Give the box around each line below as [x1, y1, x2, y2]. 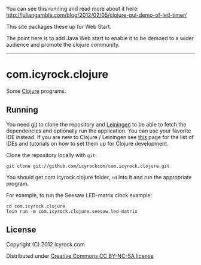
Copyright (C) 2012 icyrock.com [6, 240, 85, 248]
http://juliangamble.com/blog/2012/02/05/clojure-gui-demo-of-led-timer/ [6, 11, 187, 19]
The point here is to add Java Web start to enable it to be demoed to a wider [6, 35, 194, 41]
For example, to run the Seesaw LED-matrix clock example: [6, 191, 153, 198]
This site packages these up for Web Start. [6, 23, 112, 30]
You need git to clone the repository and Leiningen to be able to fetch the [6, 121, 187, 128]
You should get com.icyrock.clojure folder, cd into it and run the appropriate [6, 173, 192, 180]
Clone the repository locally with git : [6, 151, 98, 158]
